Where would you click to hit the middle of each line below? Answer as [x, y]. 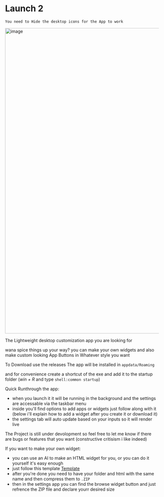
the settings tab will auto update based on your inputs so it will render [82, 419]
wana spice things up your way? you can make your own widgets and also [80, 350]
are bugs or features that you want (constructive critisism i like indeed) [76, 439]
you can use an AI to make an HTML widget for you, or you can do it [81, 458]
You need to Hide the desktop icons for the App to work [64, 22]
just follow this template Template [46, 468]
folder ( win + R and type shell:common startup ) [53, 379]
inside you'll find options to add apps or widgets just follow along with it [84, 409]
